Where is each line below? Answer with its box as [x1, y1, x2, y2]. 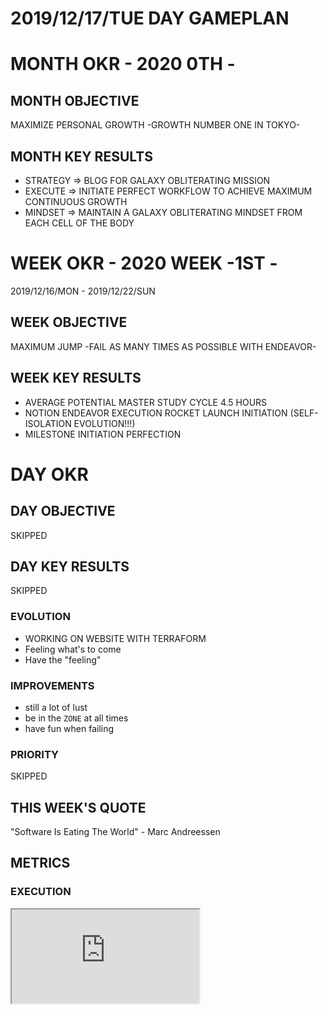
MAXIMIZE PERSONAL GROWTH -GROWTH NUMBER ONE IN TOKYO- [10, 119, 301, 131]
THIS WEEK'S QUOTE [10, 799, 147, 816]
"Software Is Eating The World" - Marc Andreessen [10, 826, 221, 838]
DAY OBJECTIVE [10, 503, 116, 520]
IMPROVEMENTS [10, 678, 95, 692]
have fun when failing [24, 722, 115, 734]
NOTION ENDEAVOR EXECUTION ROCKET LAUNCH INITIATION [24, 407, 288, 419]
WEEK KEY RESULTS [10, 370, 142, 387]
